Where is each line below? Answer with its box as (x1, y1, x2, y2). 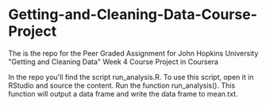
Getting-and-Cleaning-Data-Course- (8, 6, 258, 24)
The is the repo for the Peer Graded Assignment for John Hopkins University (8, 48, 259, 58)
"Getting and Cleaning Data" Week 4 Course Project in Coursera (8, 57, 218, 66)
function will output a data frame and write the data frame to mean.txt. (8, 89, 238, 98)
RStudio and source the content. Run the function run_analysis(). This (8, 81, 236, 90)
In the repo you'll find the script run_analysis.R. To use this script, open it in (8, 72, 254, 81)
